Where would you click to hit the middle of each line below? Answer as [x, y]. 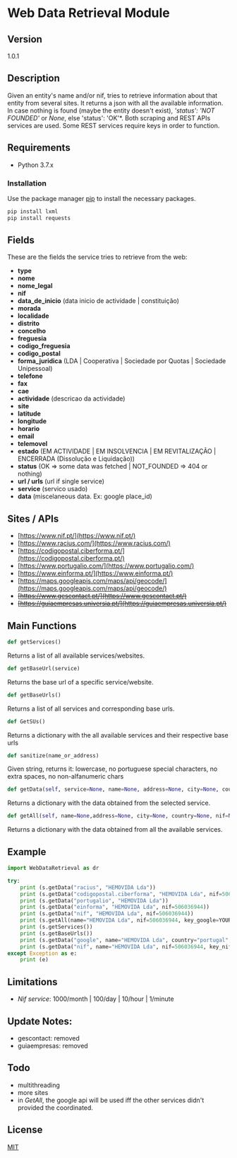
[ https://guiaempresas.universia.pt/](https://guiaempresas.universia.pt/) [122, 604]
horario [29, 429]
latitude [29, 414]
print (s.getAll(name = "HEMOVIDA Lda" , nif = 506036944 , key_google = [120, 921]
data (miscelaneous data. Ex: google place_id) [85, 496]
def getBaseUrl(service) [44, 668]
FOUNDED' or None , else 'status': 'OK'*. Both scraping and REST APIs [109, 117]
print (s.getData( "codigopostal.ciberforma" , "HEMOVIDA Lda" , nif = [121, 894]
